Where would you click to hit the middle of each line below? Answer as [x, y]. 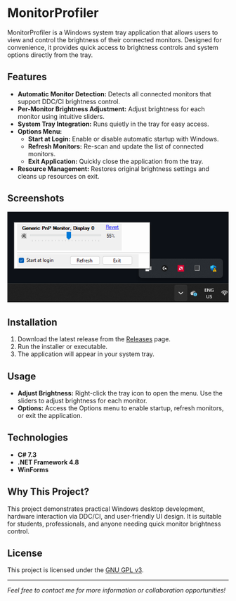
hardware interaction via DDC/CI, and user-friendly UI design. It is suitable [114, 516]
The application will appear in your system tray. [86, 354]
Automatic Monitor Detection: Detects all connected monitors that [114, 94]
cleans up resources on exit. [58, 176]
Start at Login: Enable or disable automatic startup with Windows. [123, 139]
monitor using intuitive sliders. [61, 116]
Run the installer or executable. [62, 347]
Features [27, 77]
